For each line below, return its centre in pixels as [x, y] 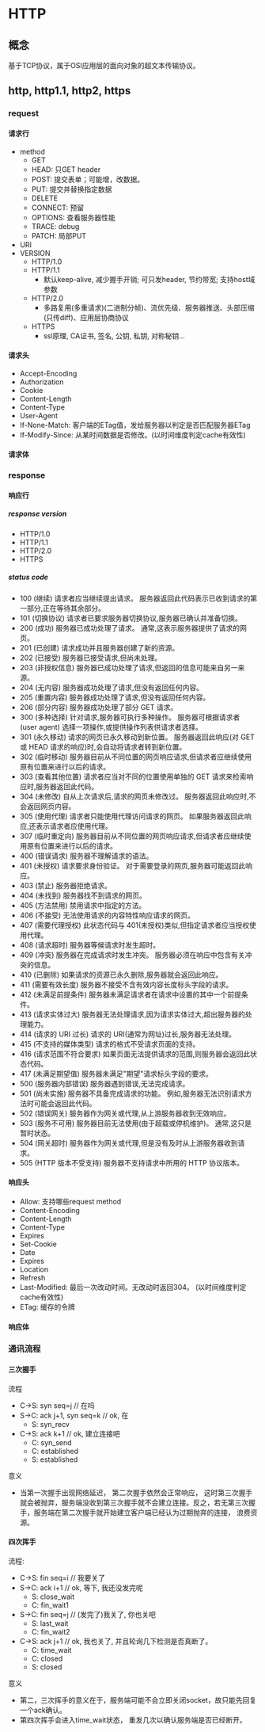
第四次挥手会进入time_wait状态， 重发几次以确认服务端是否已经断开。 [133, 1719]
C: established [55, 1451]
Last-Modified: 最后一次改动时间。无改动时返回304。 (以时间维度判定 [133, 1287]
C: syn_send [52, 1442]
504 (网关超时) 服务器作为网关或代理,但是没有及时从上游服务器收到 [129, 1143]
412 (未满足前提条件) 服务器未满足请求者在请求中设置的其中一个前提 [130, 994]
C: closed [47, 1658]
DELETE [44, 198]
